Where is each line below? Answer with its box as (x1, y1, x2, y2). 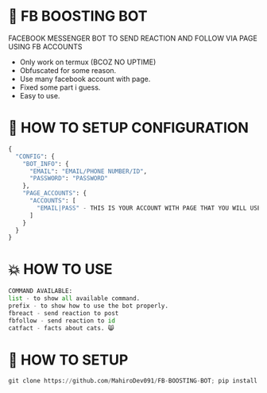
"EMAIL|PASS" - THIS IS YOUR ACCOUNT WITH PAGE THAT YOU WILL (37, 204, 247, 212)
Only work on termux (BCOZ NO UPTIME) (19, 57, 157, 67)
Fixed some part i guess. (19, 83, 101, 92)
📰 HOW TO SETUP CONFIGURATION (8, 119, 249, 137)
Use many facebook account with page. (19, 74, 151, 83)
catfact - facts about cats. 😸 (8, 324, 114, 332)
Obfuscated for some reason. (19, 65, 117, 75)
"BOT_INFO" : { (22, 160, 69, 168)
